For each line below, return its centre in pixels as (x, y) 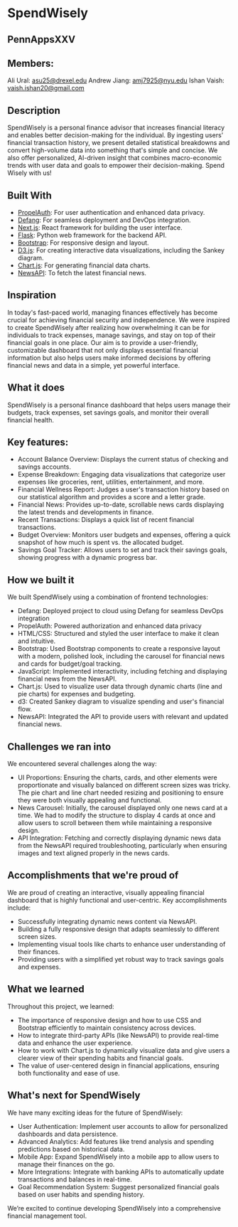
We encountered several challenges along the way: (82, 764)
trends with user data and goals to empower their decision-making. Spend (116, 166)
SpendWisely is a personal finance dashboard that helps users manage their (119, 405)
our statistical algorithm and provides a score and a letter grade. (112, 497)
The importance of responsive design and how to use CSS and (109, 1020)
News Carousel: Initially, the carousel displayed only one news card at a (123, 808)
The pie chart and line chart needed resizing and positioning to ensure (120, 793)
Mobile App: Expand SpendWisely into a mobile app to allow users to (118, 1157)
